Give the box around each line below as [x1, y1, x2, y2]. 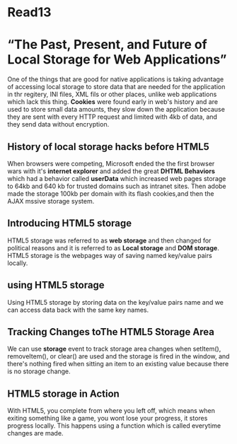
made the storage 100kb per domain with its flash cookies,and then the [7, 189, 214, 198]
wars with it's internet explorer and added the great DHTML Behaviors [7, 167, 216, 175]
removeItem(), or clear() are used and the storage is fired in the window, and [7, 352, 230, 361]
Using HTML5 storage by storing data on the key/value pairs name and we [7, 298, 224, 306]
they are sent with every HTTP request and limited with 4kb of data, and [7, 112, 218, 121]
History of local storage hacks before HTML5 [7, 141, 210, 153]
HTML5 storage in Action [7, 387, 120, 399]
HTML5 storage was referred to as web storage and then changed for [7, 236, 212, 245]
